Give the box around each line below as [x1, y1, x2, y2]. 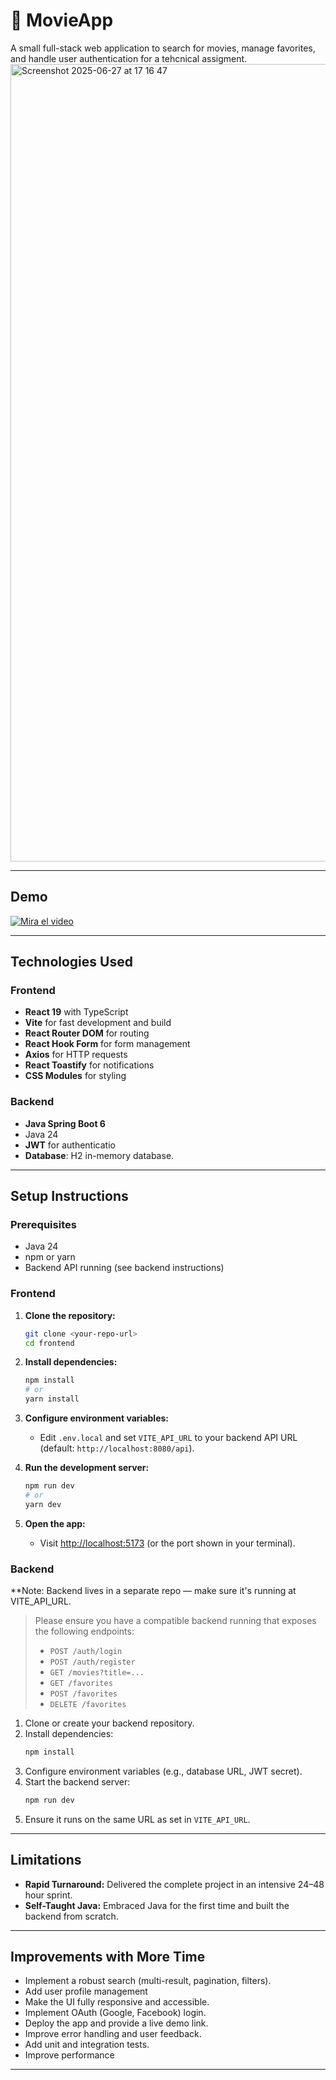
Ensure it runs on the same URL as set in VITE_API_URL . [24, 1813, 251, 1825]
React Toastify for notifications [24, 1059, 155, 1071]
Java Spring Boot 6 [24, 1117, 106, 1129]
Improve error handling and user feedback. [24, 2028, 202, 2040]
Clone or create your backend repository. [24, 1717, 195, 1729]
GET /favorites [49, 1679, 113, 1689]
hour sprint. [24, 1889, 73, 1901]
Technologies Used [10, 954, 133, 971]
